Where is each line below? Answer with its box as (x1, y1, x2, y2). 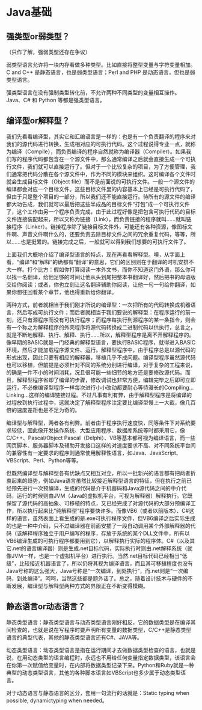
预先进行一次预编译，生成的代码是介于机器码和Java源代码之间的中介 (11, 485, 182, 492)
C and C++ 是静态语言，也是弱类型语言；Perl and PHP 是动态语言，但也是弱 (6, 69, 195, 76)
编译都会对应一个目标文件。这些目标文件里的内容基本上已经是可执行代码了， (6, 185, 196, 192)
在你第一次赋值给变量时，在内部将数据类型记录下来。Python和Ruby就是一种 (6, 661, 194, 669)
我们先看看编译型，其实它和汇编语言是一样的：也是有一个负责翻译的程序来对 (6, 133, 196, 140)
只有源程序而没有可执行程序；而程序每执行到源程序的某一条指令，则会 (22, 316, 196, 323)
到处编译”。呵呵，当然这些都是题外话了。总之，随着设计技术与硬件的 (16, 575, 188, 582)
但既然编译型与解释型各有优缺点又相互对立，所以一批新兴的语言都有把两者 (6, 470, 191, 477)
